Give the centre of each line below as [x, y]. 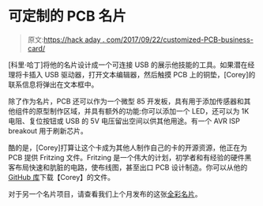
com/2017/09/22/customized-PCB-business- [180, 39]
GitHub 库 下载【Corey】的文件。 [62, 177]
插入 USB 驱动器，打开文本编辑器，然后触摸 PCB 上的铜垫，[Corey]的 [142, 74]
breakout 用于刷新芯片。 [48, 130]
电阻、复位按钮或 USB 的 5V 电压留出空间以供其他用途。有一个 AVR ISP [124, 121]
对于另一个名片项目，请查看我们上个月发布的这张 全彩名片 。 [105, 193]
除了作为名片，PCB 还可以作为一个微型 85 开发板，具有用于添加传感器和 [126, 101]
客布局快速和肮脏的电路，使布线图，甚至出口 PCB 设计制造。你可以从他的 [128, 167]
